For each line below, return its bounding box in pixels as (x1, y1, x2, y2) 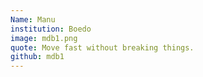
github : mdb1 (10, 52, 65, 62)
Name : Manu (10, 14, 56, 25)
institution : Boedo (10, 24, 92, 34)
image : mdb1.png (10, 33, 78, 43)
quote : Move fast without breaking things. (10, 42, 195, 53)
